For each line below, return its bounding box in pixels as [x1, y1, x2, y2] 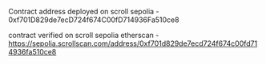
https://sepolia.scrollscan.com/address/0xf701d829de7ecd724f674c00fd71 [8, 39, 258, 48]
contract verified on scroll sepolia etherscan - [8, 31, 159, 40]
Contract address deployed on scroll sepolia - [8, 7, 159, 16]
